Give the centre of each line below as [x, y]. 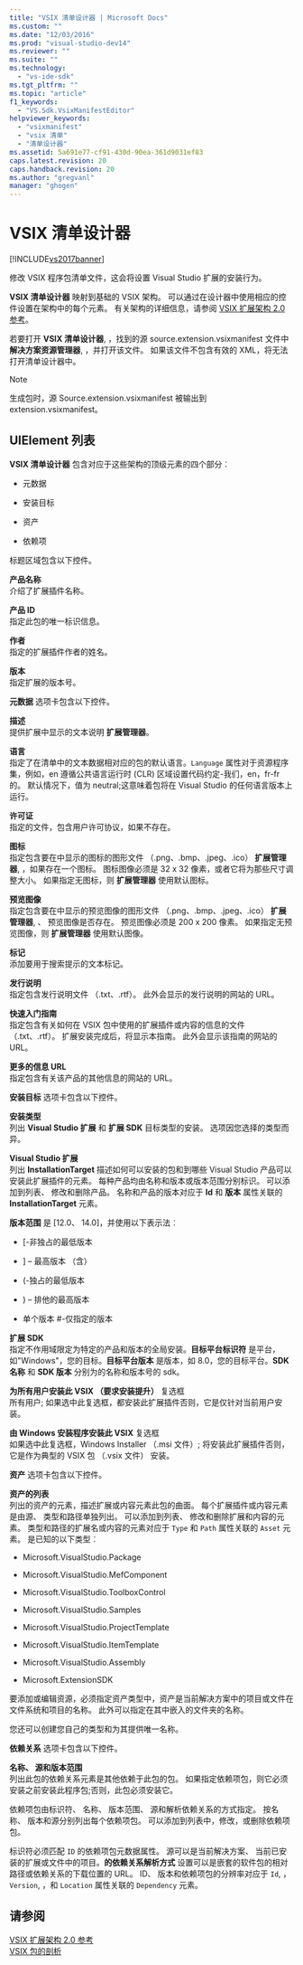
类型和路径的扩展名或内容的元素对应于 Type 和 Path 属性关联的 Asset [154, 1527]
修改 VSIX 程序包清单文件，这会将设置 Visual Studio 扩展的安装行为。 [138, 278]
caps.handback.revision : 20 [62, 169]
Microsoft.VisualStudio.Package [82, 1557]
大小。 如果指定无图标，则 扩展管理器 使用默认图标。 [115, 880]
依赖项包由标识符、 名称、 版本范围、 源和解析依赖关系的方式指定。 [135, 1809]
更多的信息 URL [38, 1066]
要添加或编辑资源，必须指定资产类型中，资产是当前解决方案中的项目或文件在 [151, 1698]
